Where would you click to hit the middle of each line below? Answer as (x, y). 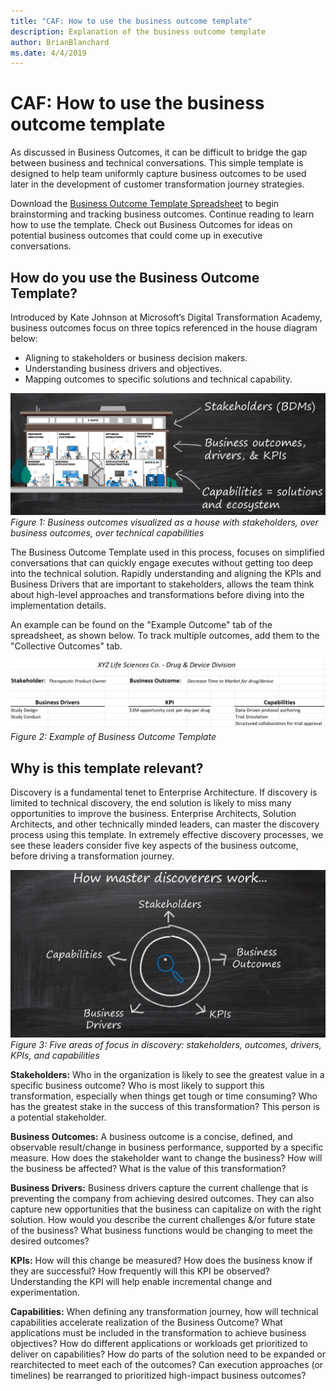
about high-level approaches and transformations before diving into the (157, 594)
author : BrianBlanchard (60, 42)
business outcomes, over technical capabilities (107, 532)
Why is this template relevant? (107, 768)
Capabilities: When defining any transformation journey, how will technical (164, 1312)
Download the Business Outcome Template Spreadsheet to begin (145, 204)
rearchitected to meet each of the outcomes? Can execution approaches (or (167, 1365)
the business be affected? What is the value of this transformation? (148, 1169)
